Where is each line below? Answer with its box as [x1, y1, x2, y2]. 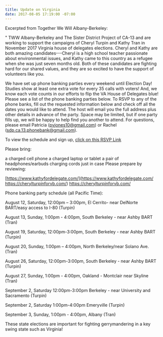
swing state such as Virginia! [5, 326, 63, 332]
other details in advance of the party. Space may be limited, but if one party [5, 111, 158, 117]
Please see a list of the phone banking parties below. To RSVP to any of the [5, 96, 157, 102]
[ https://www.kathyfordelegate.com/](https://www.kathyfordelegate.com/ [5, 175, 154, 181]
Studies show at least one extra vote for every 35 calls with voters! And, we [5, 85, 158, 91]
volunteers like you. [5, 71, 45, 77]
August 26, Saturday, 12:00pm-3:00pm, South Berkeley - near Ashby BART [5, 258, 157, 264]
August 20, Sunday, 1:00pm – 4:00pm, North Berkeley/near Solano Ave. [5, 243, 149, 249]
